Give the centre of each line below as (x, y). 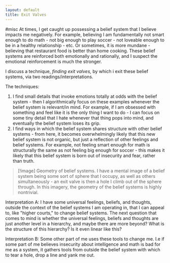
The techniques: (22, 86)
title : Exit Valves (26, 15)
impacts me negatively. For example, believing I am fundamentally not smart (85, 34)
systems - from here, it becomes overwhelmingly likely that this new (84, 134)
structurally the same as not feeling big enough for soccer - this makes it (89, 150)
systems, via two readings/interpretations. (49, 77)
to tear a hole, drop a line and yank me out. (50, 255)
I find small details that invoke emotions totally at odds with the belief (85, 96)
